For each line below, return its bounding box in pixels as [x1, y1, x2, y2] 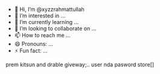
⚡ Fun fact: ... [14, 47, 48, 54]
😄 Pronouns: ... [14, 40, 54, 48]
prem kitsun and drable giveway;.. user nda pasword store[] [5, 61, 155, 68]
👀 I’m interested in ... [14, 12, 66, 19]
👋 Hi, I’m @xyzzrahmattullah [14, 6, 85, 13]
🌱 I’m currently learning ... [14, 19, 79, 25]
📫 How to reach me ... [14, 32, 71, 39]
